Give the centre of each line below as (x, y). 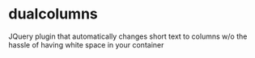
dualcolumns (53, 14)
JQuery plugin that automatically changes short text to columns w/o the (128, 36)
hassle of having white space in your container (86, 44)
